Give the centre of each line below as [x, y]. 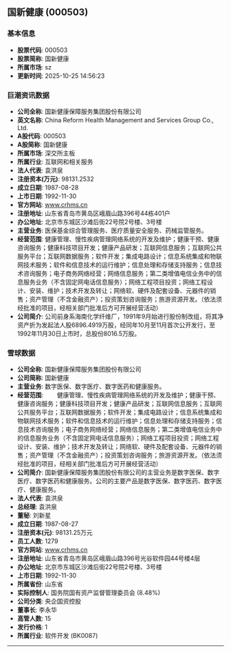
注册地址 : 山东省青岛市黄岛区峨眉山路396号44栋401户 [93, 213]
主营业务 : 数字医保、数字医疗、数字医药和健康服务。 [91, 386]
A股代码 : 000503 [42, 135]
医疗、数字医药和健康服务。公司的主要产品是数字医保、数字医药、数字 [117, 481]
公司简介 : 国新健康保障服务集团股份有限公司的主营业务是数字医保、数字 [118, 472]
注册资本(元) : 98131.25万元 [55, 533]
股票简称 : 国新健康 [43, 58]
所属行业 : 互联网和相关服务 [55, 162]
